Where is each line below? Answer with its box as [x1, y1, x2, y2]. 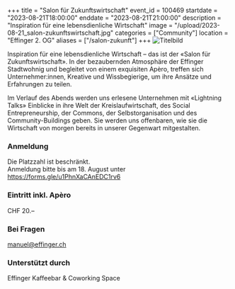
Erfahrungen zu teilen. [7, 80, 72, 88]
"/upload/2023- [174, 21, 221, 29]
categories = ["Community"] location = [115, 28, 229, 37]
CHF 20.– [7, 206, 35, 215]
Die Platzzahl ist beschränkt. [7, 157, 91, 166]
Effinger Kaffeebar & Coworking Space [7, 274, 120, 283]
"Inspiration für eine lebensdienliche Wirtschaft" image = [7, 21, 173, 29]
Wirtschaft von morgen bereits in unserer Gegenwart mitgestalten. [7, 124, 201, 132]
